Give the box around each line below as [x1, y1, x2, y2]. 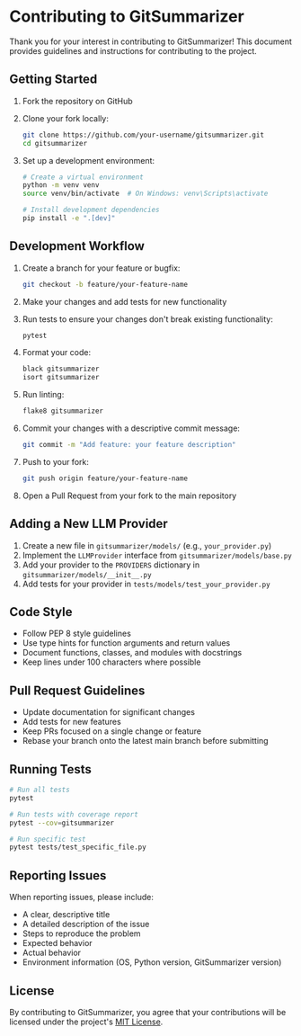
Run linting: [22, 389, 65, 400]
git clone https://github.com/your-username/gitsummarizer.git [22, 130, 265, 139]
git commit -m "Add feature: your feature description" [22, 441, 236, 450]
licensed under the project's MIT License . [9, 1016, 164, 1027]
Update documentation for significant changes [22, 707, 196, 718]
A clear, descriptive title [22, 909, 111, 920]
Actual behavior [22, 947, 82, 959]
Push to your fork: [22, 456, 90, 467]
